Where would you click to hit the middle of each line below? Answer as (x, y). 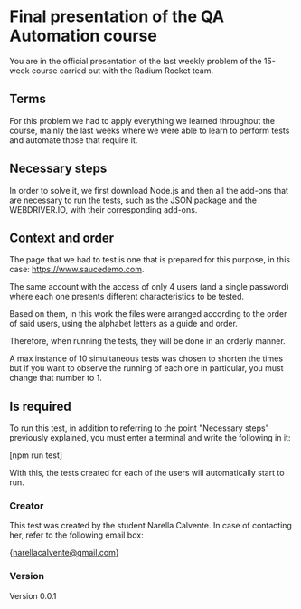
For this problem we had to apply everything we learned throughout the (142, 120)
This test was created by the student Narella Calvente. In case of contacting (150, 526)
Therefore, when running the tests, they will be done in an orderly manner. (148, 341)
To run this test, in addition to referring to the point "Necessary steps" (139, 428)
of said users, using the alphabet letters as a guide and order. (123, 324)
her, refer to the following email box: (76, 535)
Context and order (62, 238)
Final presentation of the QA (117, 17)
